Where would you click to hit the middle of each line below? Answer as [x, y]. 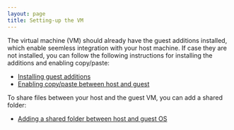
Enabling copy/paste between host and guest [83, 84]
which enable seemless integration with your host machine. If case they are [117, 48]
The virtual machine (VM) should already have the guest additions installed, [117, 40]
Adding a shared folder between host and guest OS [92, 118]
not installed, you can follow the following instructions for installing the [110, 55]
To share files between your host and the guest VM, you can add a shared [115, 97]
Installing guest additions [54, 76]
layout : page [27, 14]
